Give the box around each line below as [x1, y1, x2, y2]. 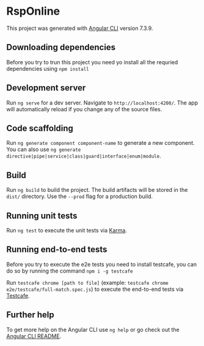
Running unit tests [6, 210, 78, 221]
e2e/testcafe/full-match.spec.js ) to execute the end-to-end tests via [6, 285, 184, 293]
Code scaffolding [6, 123, 73, 133]
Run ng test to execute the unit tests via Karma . [6, 227, 127, 234]
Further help [6, 310, 55, 320]
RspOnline [6, 4, 60, 18]
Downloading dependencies [6, 42, 116, 53]
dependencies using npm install [6, 65, 90, 72]
